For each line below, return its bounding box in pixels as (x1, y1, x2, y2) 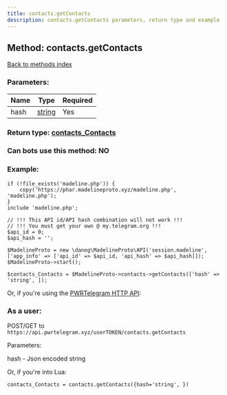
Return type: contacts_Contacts (7, 128, 116, 137)
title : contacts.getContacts (7, 10, 91, 17)
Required (62, 95, 93, 105)
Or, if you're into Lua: (7, 368, 67, 376)
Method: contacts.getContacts (7, 42, 143, 54)
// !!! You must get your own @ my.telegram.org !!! (7, 222, 162, 230)
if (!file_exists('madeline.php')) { (7, 180, 116, 187)
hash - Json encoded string (7, 354, 86, 363)
